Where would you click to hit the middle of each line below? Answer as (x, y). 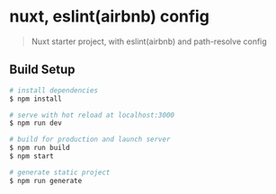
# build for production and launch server (90, 140)
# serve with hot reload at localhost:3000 (92, 115)
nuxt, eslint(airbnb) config (109, 17)
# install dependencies (54, 90)
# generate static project (60, 172)
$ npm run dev (36, 123)
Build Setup (42, 70)
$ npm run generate (46, 181)
